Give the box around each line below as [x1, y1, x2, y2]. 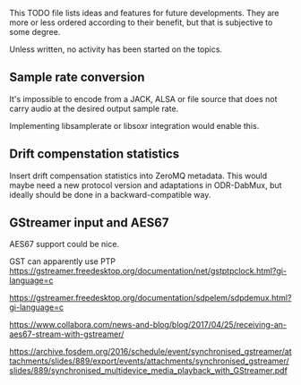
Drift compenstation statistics [9, 147, 180, 162]
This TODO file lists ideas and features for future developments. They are [9, 8, 279, 18]
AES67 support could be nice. [9, 239, 119, 250]
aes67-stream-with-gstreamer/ [9, 329, 125, 339]
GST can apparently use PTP [9, 256, 116, 267]
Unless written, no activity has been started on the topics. [9, 44, 222, 55]
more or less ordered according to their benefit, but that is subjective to [9, 17, 273, 28]
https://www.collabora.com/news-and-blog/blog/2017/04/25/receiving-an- [9, 320, 288, 330]
